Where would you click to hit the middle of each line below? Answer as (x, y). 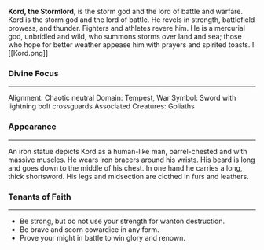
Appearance (32, 127)
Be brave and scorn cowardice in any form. (89, 229)
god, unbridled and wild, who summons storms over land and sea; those (125, 36)
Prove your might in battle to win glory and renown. (103, 237)
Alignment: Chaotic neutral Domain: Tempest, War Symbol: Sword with (122, 98)
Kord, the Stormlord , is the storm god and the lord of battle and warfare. (126, 11)
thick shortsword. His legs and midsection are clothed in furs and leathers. (128, 176)
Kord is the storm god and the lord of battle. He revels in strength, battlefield (132, 20)
